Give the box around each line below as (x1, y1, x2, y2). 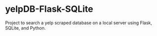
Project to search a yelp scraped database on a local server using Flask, (5, 20, 153, 26)
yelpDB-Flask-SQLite (5, 3, 93, 15)
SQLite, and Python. (5, 25, 46, 31)
